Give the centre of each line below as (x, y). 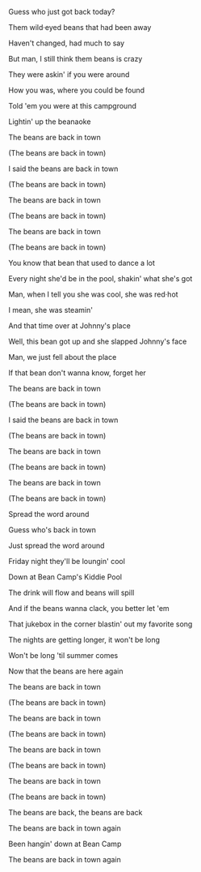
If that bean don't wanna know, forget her (77, 373)
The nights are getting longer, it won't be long (84, 640)
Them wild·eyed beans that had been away (80, 27)
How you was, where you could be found (77, 90)
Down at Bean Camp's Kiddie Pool (65, 577)
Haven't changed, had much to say (67, 43)
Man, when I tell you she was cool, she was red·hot (94, 294)
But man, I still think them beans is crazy (75, 59)
